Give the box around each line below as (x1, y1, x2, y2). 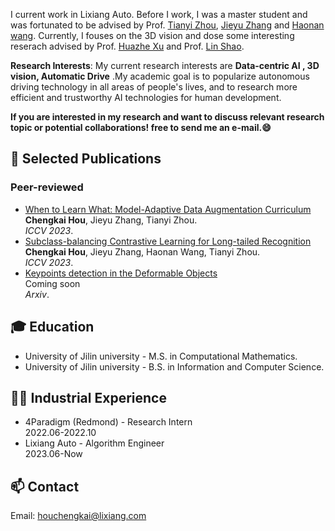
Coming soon (24, 277, 81, 289)
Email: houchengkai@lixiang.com (10, 510, 147, 522)
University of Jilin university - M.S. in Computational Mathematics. (24, 350, 298, 362)
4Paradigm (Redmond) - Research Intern (24, 416, 193, 428)
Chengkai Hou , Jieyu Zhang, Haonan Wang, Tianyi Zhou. (24, 245, 261, 258)
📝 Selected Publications (10, 150, 162, 168)
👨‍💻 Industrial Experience (10, 389, 167, 406)
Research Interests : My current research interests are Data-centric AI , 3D (10, 60, 320, 71)
